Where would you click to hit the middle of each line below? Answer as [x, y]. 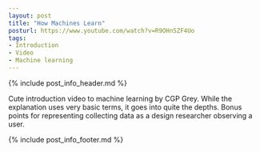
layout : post [30, 16]
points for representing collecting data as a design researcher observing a [130, 115]
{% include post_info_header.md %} [68, 83]
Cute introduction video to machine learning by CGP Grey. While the [120, 98]
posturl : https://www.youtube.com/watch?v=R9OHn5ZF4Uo [102, 30]
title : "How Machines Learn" [57, 23]
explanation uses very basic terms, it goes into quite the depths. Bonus [125, 107]
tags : [17, 38]
